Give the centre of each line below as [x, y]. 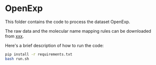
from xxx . [15, 36]
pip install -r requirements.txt [39, 54]
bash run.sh [17, 59]
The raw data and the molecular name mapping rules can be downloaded [78, 31]
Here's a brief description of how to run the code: [55, 45]
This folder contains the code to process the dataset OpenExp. [68, 22]
